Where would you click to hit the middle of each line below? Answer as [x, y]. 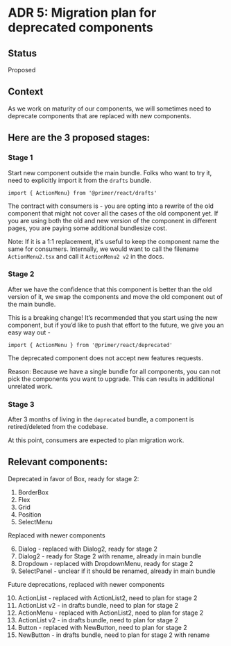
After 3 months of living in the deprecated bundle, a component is [101, 419]
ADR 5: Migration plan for [82, 13]
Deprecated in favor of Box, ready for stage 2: [74, 478]
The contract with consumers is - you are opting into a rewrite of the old [111, 206]
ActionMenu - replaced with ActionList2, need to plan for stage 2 [111, 613]
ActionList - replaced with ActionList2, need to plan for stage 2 [108, 598]
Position [29, 514]
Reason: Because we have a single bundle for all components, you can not [114, 371]
